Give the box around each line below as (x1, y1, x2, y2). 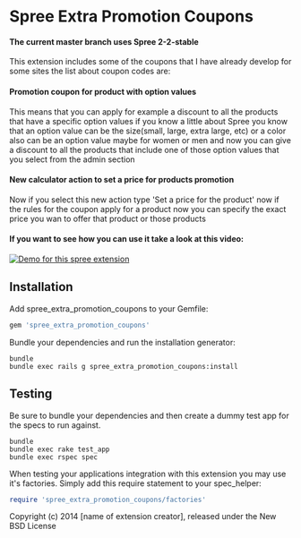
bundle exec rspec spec (9, 452, 99, 462)
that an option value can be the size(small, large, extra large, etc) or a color (9, 125, 287, 136)
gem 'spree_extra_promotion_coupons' (9, 320, 150, 329)
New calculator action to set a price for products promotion (9, 175, 235, 185)
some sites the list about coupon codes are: (9, 65, 171, 77)
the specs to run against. (9, 419, 101, 431)
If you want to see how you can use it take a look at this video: (9, 234, 245, 244)
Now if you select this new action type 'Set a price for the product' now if (9, 194, 279, 205)
